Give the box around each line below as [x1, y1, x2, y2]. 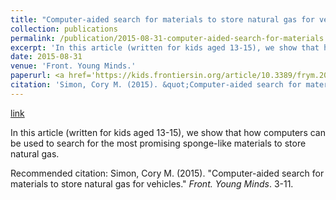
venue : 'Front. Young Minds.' [10, 61, 137, 71]
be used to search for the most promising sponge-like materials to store [10, 137, 307, 149]
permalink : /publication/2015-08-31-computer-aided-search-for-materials [10, 33, 325, 43]
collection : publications [10, 24, 118, 34]
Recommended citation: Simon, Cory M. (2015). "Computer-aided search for [10, 167, 325, 179]
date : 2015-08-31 [10, 52, 83, 62]
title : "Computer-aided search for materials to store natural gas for [10, 14, 315, 25]
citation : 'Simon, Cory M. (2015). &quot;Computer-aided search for [10, 80, 302, 90]
